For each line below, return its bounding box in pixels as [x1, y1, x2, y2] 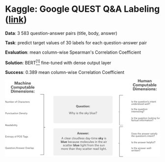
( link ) [5, 14, 27, 25]
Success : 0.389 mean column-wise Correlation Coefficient [5, 69, 124, 75]
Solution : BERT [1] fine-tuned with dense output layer [5, 59, 111, 65]
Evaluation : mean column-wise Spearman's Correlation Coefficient [5, 49, 141, 55]
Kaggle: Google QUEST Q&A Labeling [5, 3, 160, 15]
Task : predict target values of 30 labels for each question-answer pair [5, 39, 147, 45]
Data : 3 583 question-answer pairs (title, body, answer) [5, 30, 118, 36]
